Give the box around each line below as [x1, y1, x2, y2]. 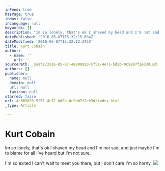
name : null [9, 76, 32, 81]
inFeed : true [5, 7, 32, 12]
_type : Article [5, 103, 36, 108]
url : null [9, 85, 29, 90]
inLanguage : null [5, 21, 41, 26]
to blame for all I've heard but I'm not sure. [5, 150, 91, 156]
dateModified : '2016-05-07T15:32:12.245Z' [5, 39, 93, 44]
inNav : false [5, 16, 32, 21]
